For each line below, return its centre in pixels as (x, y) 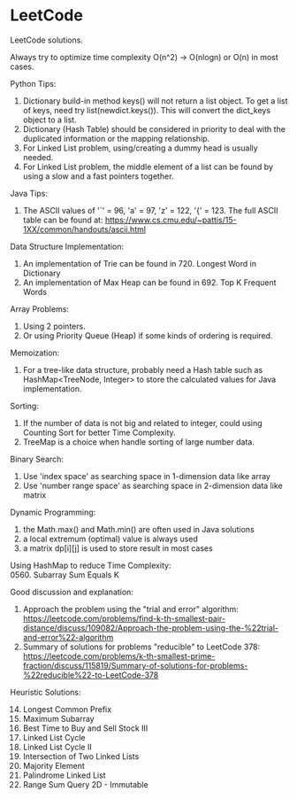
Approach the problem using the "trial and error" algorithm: (131, 609)
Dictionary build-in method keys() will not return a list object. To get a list (155, 101)
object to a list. (50, 120)
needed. (38, 157)
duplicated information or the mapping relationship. (116, 138)
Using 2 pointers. (54, 326)
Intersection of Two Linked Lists (81, 756)
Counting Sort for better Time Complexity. (99, 432)
